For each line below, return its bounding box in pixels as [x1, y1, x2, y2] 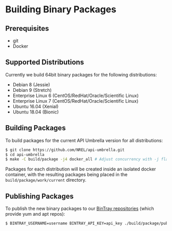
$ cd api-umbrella [5, 152, 45, 157]
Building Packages [5, 124, 66, 132]
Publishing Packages [5, 191, 74, 201]
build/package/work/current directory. [5, 177, 87, 183]
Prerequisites [5, 24, 49, 33]
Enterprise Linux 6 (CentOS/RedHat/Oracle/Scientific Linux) [12, 92, 139, 99]
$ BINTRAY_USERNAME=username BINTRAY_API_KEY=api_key [5, 221, 123, 226]
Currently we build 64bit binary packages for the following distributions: [5, 71, 157, 78]
